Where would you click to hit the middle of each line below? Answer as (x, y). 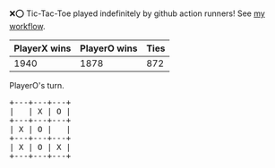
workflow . (27, 26)
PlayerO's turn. (37, 85)
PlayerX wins (43, 48)
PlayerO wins (109, 48)
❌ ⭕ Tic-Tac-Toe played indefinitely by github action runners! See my (137, 13)
